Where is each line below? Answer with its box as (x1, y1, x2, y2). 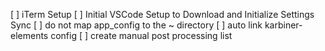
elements (10, 30, 49, 41)
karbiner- (264, 19, 303, 31)
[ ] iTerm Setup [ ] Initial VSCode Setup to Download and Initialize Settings (10, 9, 315, 20)
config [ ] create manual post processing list (50, 30, 233, 41)
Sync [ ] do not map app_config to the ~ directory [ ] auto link (10, 19, 263, 31)
